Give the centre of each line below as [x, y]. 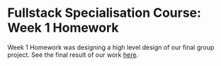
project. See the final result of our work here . [73, 55]
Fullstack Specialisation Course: [104, 13]
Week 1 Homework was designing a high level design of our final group [111, 47]
